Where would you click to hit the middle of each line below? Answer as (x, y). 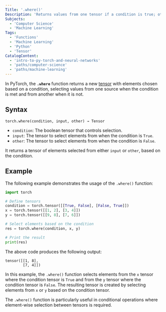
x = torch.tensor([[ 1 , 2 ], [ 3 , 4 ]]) (43, 210)
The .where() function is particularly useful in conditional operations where (82, 300)
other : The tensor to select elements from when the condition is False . (84, 141)
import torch (19, 192)
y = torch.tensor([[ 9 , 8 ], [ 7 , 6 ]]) (43, 215)
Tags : (11, 33)
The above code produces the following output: (54, 252)
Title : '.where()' (24, 10)
